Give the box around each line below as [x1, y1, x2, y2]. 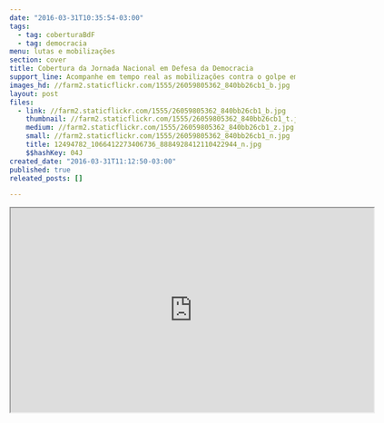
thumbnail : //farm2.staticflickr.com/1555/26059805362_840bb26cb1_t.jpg [25, 114, 307, 123]
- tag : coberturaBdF [17, 30, 95, 39]
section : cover [9, 55, 67, 64]
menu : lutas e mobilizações [9, 47, 116, 56]
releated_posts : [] [9, 173, 84, 182]
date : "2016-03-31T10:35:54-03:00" [9, 13, 144, 23]
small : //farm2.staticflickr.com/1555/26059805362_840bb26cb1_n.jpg [25, 132, 290, 141]
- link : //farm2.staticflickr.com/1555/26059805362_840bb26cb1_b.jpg [17, 106, 286, 115]
